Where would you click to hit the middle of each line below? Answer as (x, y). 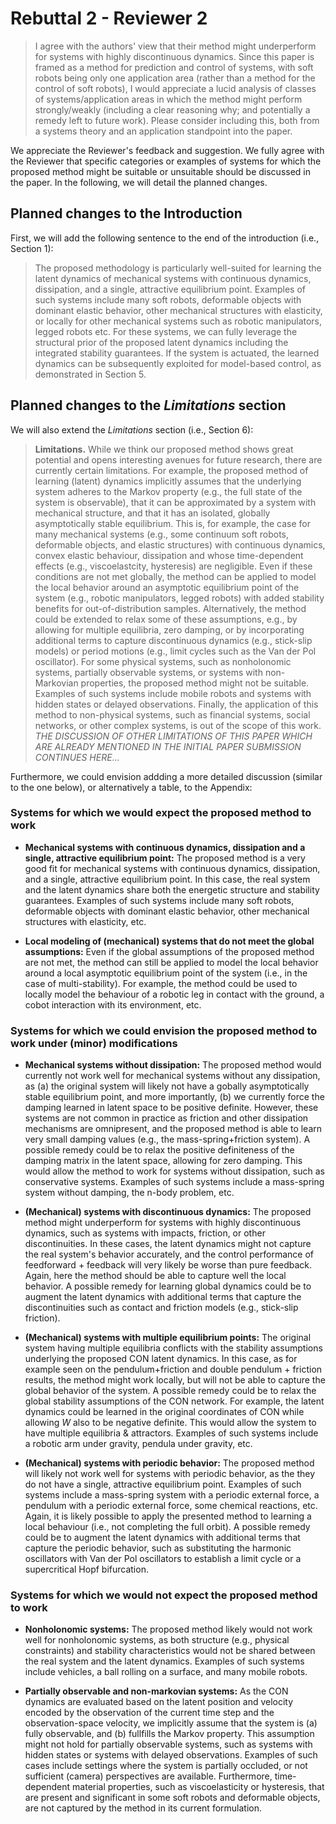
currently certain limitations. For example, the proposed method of (171, 470)
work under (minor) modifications (94, 1043)
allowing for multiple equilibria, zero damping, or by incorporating (169, 629)
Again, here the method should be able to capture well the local (155, 1276)
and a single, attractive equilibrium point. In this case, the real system (167, 879)
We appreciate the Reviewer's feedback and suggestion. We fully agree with (167, 150)
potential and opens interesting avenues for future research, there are (178, 459)
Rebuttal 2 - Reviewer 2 (109, 18)
